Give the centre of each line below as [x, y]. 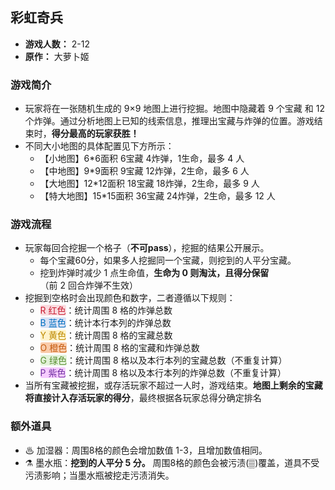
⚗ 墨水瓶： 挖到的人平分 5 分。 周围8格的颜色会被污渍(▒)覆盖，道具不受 [172, 462]
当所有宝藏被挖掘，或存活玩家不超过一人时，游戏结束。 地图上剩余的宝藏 [173, 385]
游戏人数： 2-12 [57, 44]
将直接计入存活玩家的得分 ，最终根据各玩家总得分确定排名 [143, 398]
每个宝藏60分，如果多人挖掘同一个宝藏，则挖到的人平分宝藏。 [168, 260]
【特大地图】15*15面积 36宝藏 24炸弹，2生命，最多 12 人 [157, 196]
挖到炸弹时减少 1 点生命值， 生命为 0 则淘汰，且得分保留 [154, 273]
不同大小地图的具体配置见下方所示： [99, 146]
